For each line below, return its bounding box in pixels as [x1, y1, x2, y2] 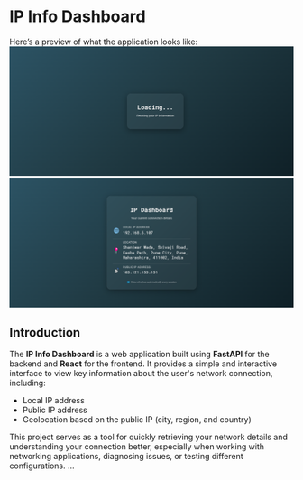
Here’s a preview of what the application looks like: [9, 36, 198, 47]
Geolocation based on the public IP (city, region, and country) [22, 414, 252, 425]
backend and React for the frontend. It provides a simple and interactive [9, 358, 278, 369]
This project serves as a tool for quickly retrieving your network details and [9, 431, 289, 443]
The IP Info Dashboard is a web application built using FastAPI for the [9, 349, 271, 360]
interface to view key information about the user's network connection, [9, 368, 273, 379]
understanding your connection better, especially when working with [9, 441, 264, 452]
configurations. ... [9, 460, 75, 471]
